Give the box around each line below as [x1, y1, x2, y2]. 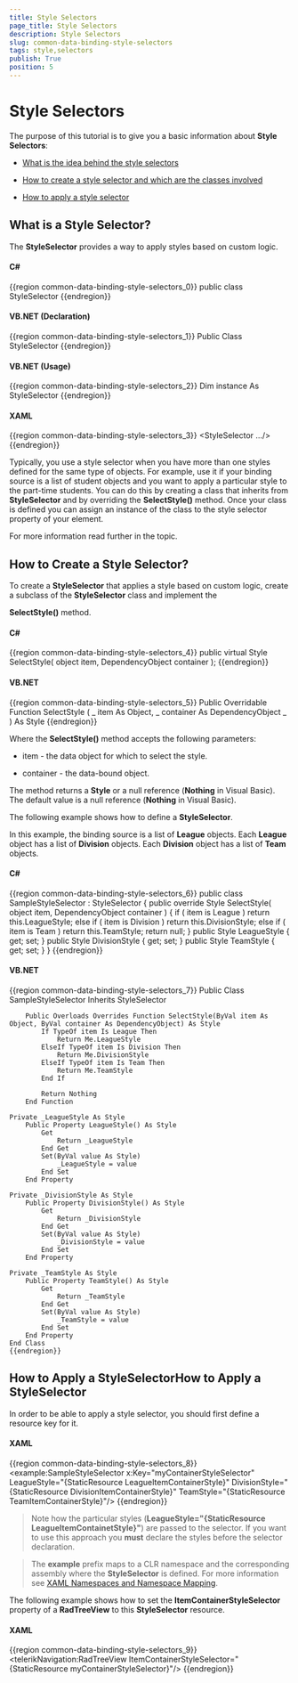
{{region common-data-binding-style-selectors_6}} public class [9, 888, 243, 898]
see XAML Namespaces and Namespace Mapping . [30, 1578, 218, 1589]
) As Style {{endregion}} [9, 716, 98, 727]
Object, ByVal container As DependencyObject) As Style [9, 1020, 221, 1028]
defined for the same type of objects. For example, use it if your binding [9, 467, 273, 477]
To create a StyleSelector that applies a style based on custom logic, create [9, 581, 289, 591]
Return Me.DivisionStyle [56, 1051, 149, 1060]
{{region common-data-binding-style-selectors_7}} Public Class [9, 985, 245, 996]
